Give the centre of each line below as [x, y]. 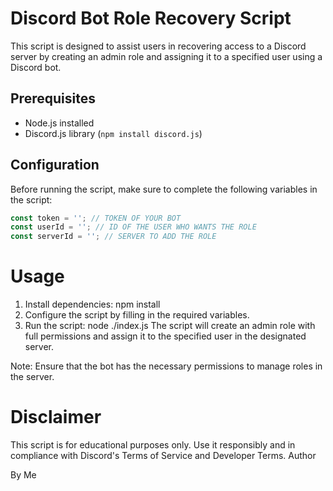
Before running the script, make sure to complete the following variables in [164, 189]
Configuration [55, 165]
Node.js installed [59, 123]
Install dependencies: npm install [92, 304]
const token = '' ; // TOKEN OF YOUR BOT [96, 218]
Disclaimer [56, 417]
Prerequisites [53, 98]
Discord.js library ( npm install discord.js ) [113, 133]
